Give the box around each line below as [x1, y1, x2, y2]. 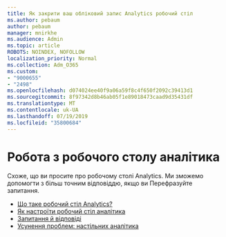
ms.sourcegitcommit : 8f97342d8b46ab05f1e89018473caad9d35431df [7, 94, 194, 101]
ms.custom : [7, 68, 39, 75]
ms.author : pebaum [7, 17, 60, 23]
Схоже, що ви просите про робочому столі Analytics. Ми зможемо [7, 172, 204, 180]
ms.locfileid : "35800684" [7, 119, 82, 126]
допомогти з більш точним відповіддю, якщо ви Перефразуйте [7, 179, 193, 187]
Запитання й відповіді [17, 215, 82, 223]
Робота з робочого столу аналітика [7, 149, 220, 164]
